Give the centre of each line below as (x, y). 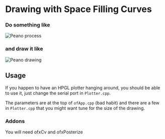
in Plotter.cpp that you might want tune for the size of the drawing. (75, 108)
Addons (15, 121)
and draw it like (24, 49)
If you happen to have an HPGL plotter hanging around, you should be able (83, 88)
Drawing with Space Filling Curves (78, 9)
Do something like (28, 25)
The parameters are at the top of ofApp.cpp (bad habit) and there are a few (82, 103)
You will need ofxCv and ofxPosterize (44, 132)
